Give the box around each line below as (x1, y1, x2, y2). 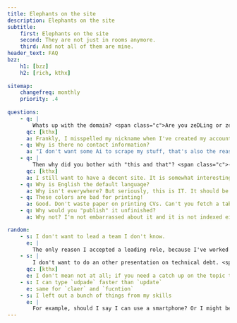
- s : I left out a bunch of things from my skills (20, 292, 172, 299)
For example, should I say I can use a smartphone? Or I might (32, 305, 222, 312)
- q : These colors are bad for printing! (20, 194, 143, 201)
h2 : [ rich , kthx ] (20, 69, 71, 76)
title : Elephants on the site (7, 10, 97, 18)
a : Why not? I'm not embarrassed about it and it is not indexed (25, 214, 222, 221)
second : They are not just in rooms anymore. (20, 37, 157, 44)
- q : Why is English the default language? (20, 181, 150, 188)
